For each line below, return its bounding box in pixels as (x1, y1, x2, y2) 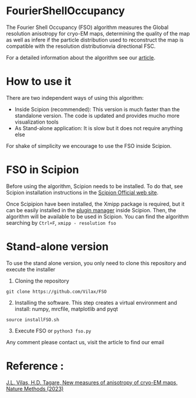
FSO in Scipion (6, 163, 79, 177)
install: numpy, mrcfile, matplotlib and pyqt (14, 305, 118, 312)
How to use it (6, 75, 72, 88)
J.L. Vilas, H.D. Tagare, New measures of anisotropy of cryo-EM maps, (6, 378, 178, 386)
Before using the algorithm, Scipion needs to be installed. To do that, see (6, 182, 183, 190)
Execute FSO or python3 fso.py (14, 327, 92, 334)
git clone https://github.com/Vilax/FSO (6, 289, 107, 295)
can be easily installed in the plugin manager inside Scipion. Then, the (6, 206, 177, 213)
